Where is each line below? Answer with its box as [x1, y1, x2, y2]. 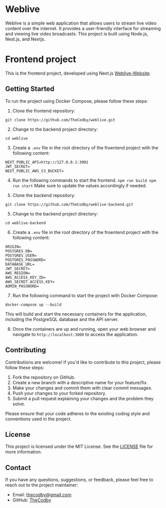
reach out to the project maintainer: [5, 482, 78, 488]
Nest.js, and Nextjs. [5, 36, 46, 42]
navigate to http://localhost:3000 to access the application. [12, 331, 138, 337]
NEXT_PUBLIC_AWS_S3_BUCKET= [5, 168, 64, 173]
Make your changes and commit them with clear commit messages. [12, 385, 152, 391]
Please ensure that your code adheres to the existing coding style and [5, 410, 150, 416]
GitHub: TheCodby [12, 497, 52, 503]
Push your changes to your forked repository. [12, 390, 107, 396]
